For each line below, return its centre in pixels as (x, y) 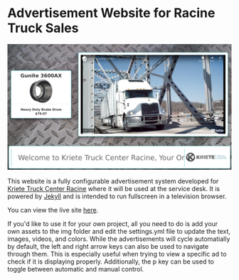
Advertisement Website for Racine (111, 13)
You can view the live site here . (53, 210)
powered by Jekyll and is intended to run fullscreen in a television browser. (117, 196)
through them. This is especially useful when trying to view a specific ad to (117, 254)
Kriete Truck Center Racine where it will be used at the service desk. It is (114, 189)
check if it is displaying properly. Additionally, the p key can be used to (111, 262)
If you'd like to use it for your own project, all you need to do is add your (113, 224)
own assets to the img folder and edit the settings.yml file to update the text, (119, 232)
